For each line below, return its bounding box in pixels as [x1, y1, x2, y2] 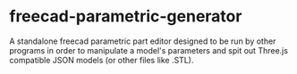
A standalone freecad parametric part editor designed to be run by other [9, 36, 276, 46]
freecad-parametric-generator [9, 6, 242, 27]
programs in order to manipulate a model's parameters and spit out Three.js [9, 45, 289, 55]
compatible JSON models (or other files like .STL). [9, 54, 194, 65]
